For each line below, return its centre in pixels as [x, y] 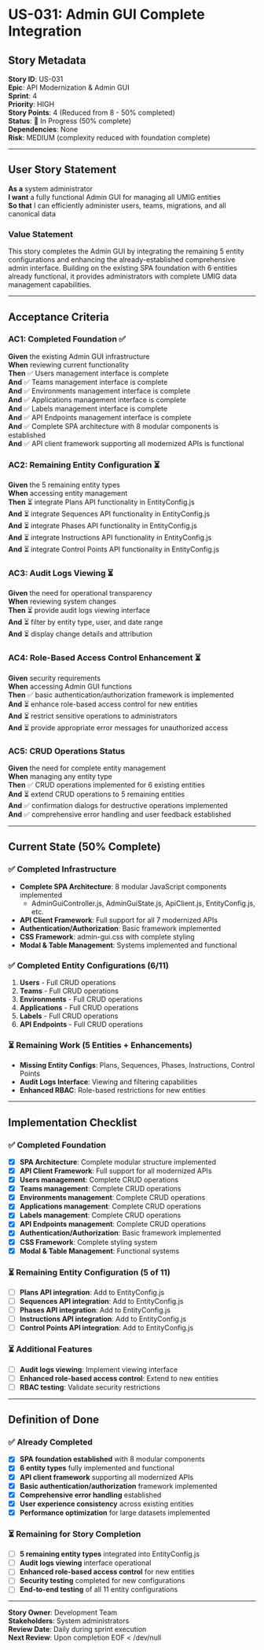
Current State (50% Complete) [84, 847]
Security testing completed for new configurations [102, 1581]
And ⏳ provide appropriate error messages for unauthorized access [118, 727]
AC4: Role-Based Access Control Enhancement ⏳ [104, 658]
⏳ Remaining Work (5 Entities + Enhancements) [100, 1045]
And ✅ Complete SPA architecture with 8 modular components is [114, 426]
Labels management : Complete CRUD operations [100, 1215]
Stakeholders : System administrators [69, 1621]
